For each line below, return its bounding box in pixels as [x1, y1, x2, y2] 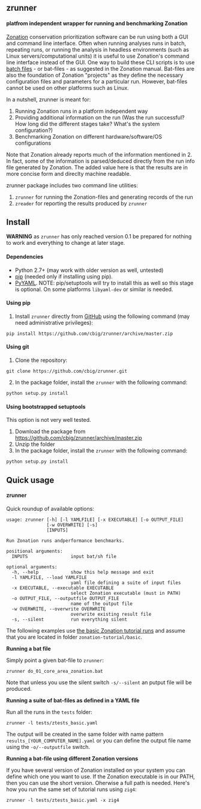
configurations [14, 139, 52, 146]
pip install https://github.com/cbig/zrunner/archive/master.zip [6, 331, 173, 337]
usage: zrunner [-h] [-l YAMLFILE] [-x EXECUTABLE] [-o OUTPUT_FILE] [6, 517, 184, 523]
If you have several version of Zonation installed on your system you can [6, 766, 186, 774]
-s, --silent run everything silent [11, 616, 128, 622]
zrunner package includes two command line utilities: [6, 181, 139, 189]
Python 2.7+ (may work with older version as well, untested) [14, 266, 164, 274]
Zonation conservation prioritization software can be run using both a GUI [6, 33, 188, 40]
